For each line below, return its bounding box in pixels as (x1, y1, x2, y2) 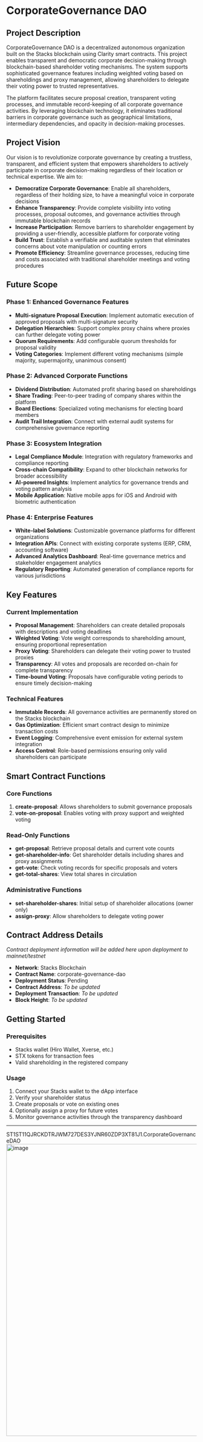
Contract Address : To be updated (14, 983, 101, 991)
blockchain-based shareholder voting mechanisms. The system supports (6, 63, 188, 70)
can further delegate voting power (14, 331, 101, 338)
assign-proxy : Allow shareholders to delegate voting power (14, 912, 164, 920)
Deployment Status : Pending (14, 977, 89, 984)
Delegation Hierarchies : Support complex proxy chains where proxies (14, 324, 190, 332)
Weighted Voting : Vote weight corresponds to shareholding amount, (14, 635, 186, 642)
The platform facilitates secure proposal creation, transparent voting (6, 95, 176, 101)
